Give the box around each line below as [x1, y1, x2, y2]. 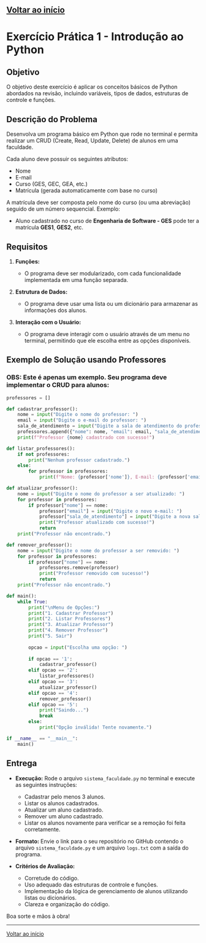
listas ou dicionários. [24, 894, 77, 901]
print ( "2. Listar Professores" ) [28, 616, 112, 622]
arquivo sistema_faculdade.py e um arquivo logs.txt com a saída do [15, 844, 189, 851]
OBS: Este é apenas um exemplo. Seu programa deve [6, 373, 167, 382]
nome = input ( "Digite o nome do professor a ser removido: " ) [17, 547, 180, 554]
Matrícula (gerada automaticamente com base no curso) [15, 187, 158, 194]
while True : [17, 598, 48, 605]
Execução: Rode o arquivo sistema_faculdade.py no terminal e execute [15, 774, 195, 782]
